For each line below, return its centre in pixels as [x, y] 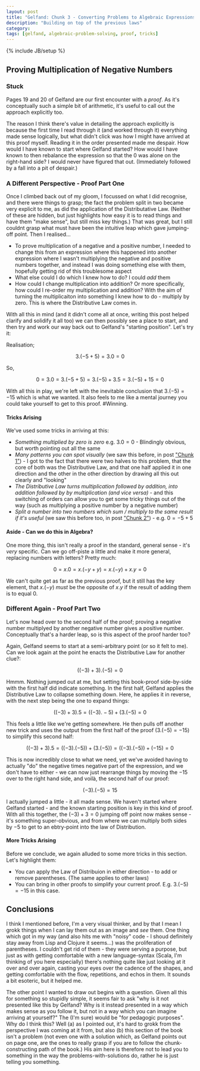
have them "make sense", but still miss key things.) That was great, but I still [99, 222]
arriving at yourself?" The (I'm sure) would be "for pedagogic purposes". [95, 1017]
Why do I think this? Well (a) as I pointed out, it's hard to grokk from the [93, 1024]
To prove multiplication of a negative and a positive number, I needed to [103, 246]
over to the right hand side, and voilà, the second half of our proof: [88, 779]
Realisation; [20, 345]
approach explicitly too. [35, 112]
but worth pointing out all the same [57, 449]
